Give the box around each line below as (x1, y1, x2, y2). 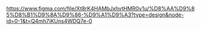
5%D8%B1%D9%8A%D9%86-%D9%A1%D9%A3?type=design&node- (6, 11, 184, 18)
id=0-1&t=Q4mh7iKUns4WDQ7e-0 (6, 18, 93, 24)
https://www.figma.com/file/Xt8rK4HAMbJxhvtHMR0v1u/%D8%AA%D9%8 (6, 5, 195, 12)
